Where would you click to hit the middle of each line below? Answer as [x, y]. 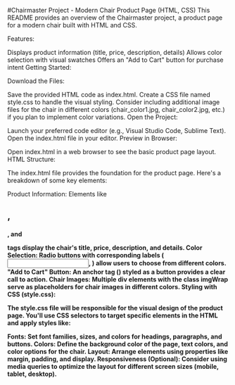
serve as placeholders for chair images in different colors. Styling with [112, 286]
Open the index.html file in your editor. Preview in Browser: [92, 138]
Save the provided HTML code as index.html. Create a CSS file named [109, 95]
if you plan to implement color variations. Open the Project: [93, 117]
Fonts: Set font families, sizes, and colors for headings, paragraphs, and [115, 336]
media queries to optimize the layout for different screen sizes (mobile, [113, 366]
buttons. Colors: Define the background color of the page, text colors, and [118, 343]
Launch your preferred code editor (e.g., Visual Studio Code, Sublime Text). [117, 131]
